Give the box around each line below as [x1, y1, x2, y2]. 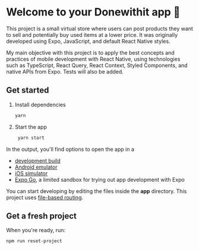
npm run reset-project [6, 238, 62, 244]
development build [14, 157, 61, 164]
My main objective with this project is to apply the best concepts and [6, 49, 175, 56]
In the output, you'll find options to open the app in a [6, 145, 135, 153]
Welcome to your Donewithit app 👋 [6, 5, 181, 19]
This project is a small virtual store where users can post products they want [6, 25, 193, 32]
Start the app [14, 123, 48, 130]
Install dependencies [14, 101, 67, 108]
